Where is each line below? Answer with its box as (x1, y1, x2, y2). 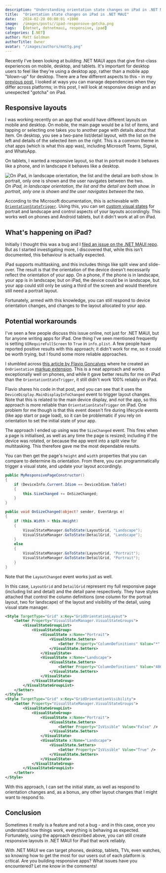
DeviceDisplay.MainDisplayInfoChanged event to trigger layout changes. (5, 392, 151, 398)
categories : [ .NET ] (5, 30, 45, 35)
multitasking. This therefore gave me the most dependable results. (5, 443, 140, 449)
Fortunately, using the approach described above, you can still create (5, 832, 147, 838)
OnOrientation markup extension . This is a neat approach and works (5, 366, 145, 372)
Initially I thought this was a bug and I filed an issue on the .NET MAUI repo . (5, 241, 159, 248)
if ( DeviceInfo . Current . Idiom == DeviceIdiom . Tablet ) (14, 482, 127, 487)
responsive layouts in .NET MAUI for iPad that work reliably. (5, 837, 126, 843)
